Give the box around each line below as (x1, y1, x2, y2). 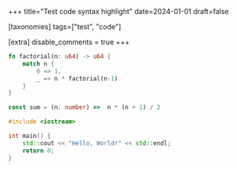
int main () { (8, 132, 51, 140)
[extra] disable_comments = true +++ (8, 37, 130, 47)
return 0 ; (22, 146, 55, 155)
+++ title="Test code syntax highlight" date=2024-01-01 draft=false (8, 7, 229, 16)
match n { (22, 59, 55, 68)
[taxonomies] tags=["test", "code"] (8, 22, 122, 31)
